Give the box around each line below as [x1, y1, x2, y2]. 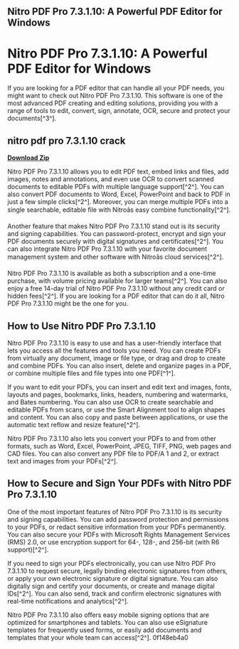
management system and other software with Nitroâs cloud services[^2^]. [7, 252, 224, 262]
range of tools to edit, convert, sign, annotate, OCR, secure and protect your [7, 107, 230, 115]
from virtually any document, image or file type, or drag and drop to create [7, 353, 226, 362]
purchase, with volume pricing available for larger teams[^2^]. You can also [7, 277, 228, 285]
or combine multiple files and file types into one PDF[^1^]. [7, 369, 176, 377]
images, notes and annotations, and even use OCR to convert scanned [7, 175, 214, 183]
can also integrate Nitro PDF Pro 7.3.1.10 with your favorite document [7, 245, 208, 253]
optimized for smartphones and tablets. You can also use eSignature [7, 618, 208, 626]
